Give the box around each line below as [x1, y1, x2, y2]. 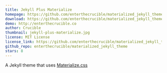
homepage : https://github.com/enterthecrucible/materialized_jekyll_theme [5, 12, 164, 17]
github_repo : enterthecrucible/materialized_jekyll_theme [5, 44, 128, 49]
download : [5, 16, 26, 21]
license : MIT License [5, 35, 50, 40]
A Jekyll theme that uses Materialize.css [5, 62, 88, 68]
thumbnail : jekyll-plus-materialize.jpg [5, 30, 90, 35]
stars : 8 [5, 48, 23, 53]
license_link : [5, 39, 35, 44]
